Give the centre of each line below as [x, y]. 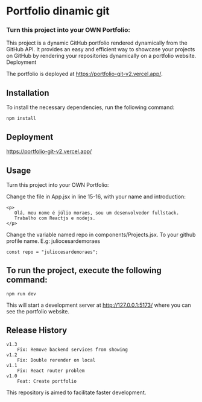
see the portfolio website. [38, 311]
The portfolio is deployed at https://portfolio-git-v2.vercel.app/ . [84, 74]
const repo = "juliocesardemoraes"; [52, 252]
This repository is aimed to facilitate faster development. [76, 392]
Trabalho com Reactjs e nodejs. [55, 218]
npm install [21, 119]
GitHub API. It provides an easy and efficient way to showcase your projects [101, 49]
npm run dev [21, 294]
